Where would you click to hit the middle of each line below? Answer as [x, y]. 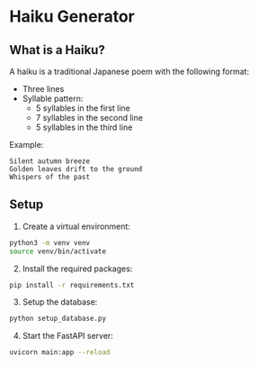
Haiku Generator [72, 17]
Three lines [43, 89]
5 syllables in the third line [84, 127]
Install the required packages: [77, 269]
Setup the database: [60, 302]
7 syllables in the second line [89, 118]
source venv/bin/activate [58, 251]
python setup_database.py [58, 319]
